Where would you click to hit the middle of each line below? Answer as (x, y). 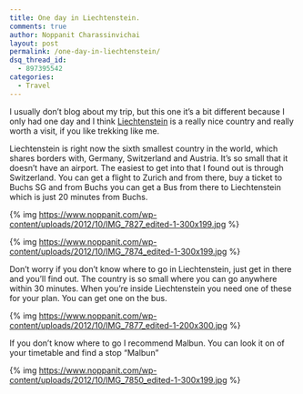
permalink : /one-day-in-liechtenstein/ (85, 52)
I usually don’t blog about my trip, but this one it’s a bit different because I (147, 111)
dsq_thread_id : (38, 60)
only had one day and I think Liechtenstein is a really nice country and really (151, 121)
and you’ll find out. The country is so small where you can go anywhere (143, 278)
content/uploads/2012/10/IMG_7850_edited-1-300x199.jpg (118, 379)
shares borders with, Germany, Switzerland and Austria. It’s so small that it (149, 158)
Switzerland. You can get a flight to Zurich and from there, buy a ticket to (146, 177)
